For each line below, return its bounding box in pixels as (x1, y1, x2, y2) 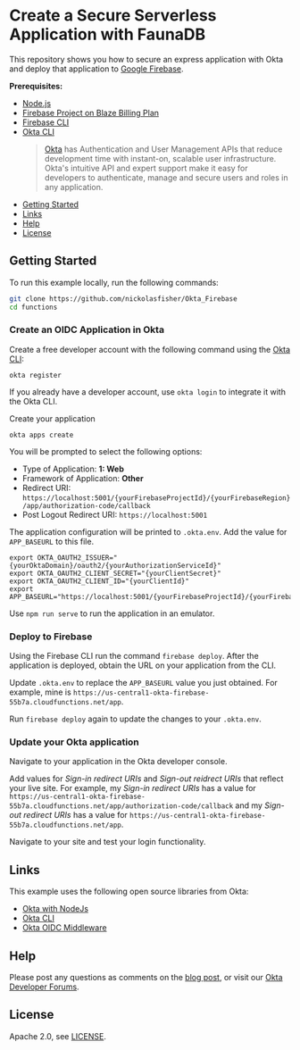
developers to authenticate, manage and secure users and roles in (44, 171, 288, 183)
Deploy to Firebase (9, 630, 93, 643)
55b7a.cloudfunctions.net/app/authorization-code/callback (9, 802, 234, 811)
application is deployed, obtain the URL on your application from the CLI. (9, 660, 277, 671)
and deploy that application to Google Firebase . (9, 63, 184, 74)
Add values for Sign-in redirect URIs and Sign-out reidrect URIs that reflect (9, 773, 284, 784)
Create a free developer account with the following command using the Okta (9, 344, 291, 354)
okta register (9, 371, 62, 379)
